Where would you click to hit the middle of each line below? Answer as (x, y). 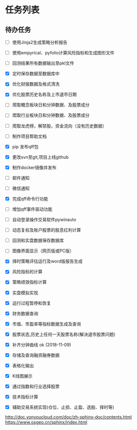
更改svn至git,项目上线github (40, 157)
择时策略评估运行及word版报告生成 (47, 261)
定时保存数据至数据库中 (36, 73)
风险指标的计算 (27, 272)
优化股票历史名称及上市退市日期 (44, 95)
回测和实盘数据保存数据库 (38, 240)
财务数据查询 (25, 313)
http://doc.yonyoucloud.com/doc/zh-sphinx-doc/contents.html (68, 417)
